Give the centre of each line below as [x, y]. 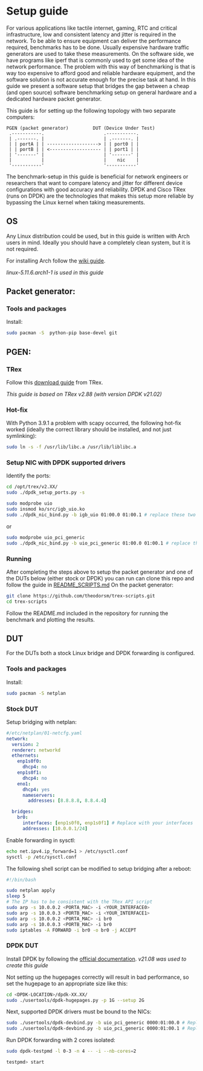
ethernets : [25, 756]
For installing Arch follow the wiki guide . [56, 260]
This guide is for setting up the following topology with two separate [91, 110]
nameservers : [39, 795]
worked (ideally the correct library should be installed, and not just [89, 429]
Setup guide [37, 11]
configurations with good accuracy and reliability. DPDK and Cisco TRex [96, 189]
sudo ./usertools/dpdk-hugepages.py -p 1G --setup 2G [76, 1000]
